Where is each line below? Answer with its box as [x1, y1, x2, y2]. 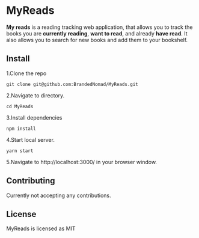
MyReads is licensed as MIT [6, 225, 76, 232]
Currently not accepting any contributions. [6, 192, 111, 199]
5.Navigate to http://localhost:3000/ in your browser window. [6, 158, 158, 165]
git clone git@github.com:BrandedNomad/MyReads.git [6, 81, 138, 87]
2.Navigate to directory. [6, 91, 65, 99]
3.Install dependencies [6, 114, 63, 121]
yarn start [6, 148, 34, 154]
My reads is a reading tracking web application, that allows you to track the [6, 23, 193, 31]
